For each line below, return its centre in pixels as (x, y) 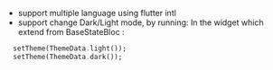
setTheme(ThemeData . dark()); (68, 57)
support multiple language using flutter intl (97, 13)
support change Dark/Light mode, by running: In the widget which (141, 22)
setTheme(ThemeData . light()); (70, 48)
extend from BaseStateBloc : (71, 32)
